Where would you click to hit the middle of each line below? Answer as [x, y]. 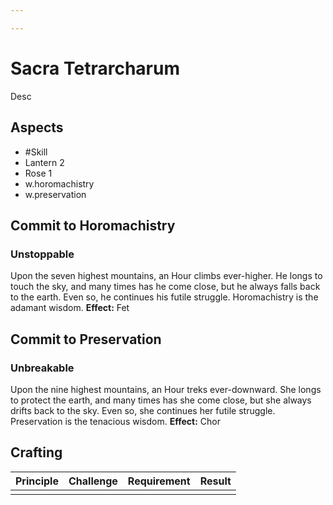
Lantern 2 [44, 162]
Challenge [93, 481]
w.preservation [55, 194]
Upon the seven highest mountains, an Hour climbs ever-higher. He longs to [166, 276]
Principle [37, 481]
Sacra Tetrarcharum [95, 68]
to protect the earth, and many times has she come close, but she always [161, 400]
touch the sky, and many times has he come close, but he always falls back [165, 287]
